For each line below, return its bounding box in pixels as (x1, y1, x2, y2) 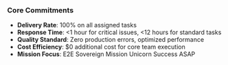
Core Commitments (7, 5, 74, 15)
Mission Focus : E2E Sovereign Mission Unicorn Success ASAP (16, 50, 196, 58)
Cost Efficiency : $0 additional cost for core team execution (16, 43, 185, 51)
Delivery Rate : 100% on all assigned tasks (16, 21, 137, 29)
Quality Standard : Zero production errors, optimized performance (16, 36, 205, 44)
